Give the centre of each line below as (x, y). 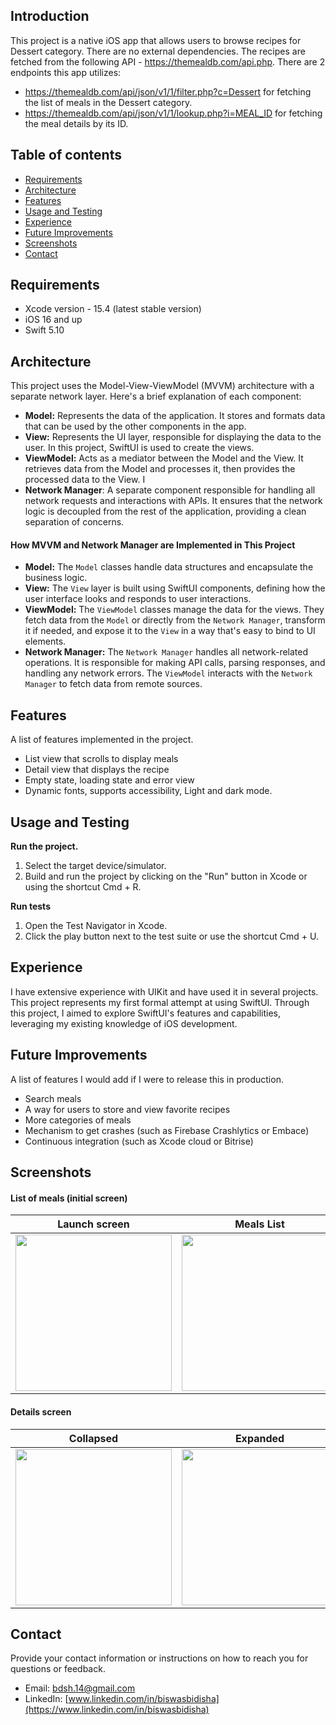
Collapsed (93, 1438)
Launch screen (93, 1224)
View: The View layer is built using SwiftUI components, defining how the (175, 588)
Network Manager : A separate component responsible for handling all (170, 490)
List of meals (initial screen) (69, 1198)
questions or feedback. (58, 1669)
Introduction (50, 16)
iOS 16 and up (53, 320)
